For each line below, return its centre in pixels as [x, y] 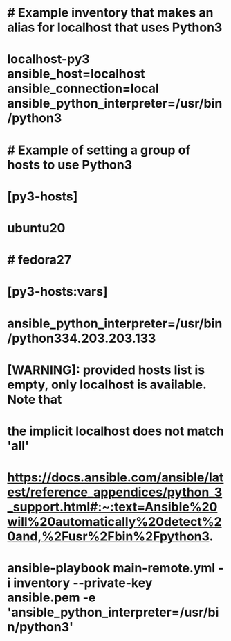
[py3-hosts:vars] [58, 292]
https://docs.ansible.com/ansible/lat [115, 478]
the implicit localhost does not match [116, 431]
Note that [35, 399]
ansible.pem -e [52, 598]
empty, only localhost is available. [107, 385]
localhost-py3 [48, 59]
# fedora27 [39, 260]
